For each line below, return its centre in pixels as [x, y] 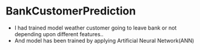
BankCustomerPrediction [71, 11]
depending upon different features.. [59, 34]
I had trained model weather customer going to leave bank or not [95, 28]
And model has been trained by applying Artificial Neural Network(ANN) [104, 40]
